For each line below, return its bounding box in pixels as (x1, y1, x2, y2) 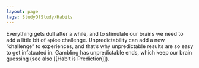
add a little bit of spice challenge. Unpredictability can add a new (6, 36, 165, 43)
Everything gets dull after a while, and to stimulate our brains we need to (6, 30, 184, 37)
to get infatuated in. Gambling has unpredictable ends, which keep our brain (6, 49, 192, 56)
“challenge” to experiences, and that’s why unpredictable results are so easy (6, 42, 194, 50)
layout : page (6, 8, 39, 15)
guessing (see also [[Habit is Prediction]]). (6, 55, 110, 62)
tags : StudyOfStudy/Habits (6, 14, 73, 20)
